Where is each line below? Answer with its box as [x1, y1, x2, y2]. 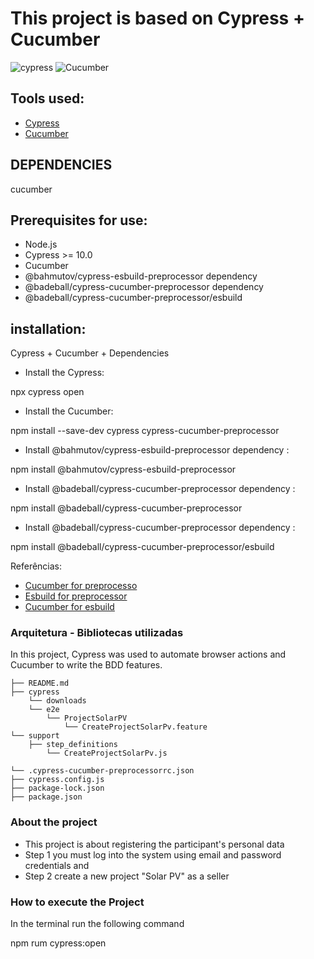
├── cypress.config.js [10, 775, 105, 785]
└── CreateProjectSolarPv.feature [63, 722, 208, 732]
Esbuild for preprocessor [24, 590, 128, 602]
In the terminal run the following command [10, 918, 185, 930]
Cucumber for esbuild [24, 601, 115, 613]
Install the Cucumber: [24, 405, 114, 417]
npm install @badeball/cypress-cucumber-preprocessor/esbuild [10, 541, 275, 553]
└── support [10, 731, 60, 741]
